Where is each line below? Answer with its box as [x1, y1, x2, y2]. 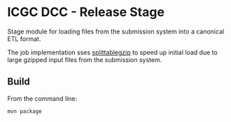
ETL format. [7, 34, 41, 43]
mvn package [7, 107, 42, 115]
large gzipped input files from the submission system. [7, 55, 162, 63]
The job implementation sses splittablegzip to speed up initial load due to [7, 48, 218, 56]
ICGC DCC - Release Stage [7, 4, 164, 20]
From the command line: [7, 94, 78, 102]
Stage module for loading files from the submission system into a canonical [7, 27, 225, 36]
